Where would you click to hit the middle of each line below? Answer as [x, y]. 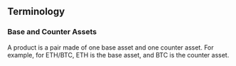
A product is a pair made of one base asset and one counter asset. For [111, 47]
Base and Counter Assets [52, 32]
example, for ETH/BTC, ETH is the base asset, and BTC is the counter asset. [118, 55]
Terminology [36, 12]
